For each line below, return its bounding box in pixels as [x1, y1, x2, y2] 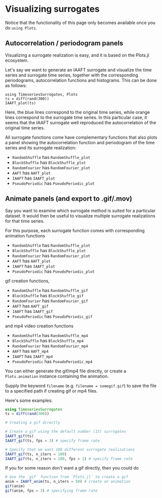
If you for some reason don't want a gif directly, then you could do [5, 465, 139, 471]
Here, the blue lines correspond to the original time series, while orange [5, 109, 150, 115]
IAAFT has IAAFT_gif [12, 308, 53, 314]
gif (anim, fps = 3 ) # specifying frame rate [5, 488, 98, 494]
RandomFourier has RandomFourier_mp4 [12, 342, 88, 349]
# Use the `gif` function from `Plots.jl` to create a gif [5, 474, 129, 479]
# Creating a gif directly [5, 420, 60, 425]
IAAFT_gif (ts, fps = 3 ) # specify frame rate [5, 438, 100, 443]
